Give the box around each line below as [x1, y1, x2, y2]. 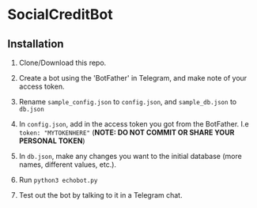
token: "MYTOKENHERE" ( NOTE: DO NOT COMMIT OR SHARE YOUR [18, 128, 235, 137]
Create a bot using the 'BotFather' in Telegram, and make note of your [18, 74, 248, 82]
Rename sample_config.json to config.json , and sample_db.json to [18, 97, 237, 106]
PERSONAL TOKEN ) [18, 136, 85, 146]
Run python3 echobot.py [18, 176, 98, 184]
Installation [7, 37, 64, 51]
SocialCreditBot [7, 6, 114, 24]
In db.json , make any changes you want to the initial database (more [18, 152, 242, 161]
